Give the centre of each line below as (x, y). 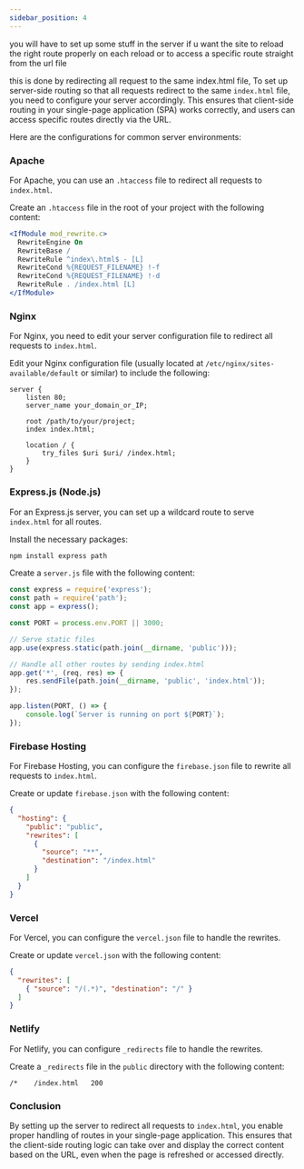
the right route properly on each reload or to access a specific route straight (152, 53)
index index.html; (60, 430)
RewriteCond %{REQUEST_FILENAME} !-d (89, 276)
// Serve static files (52, 639)
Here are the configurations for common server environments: (126, 136)
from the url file (38, 63)
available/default (44, 374)
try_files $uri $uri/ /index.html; (109, 454)
